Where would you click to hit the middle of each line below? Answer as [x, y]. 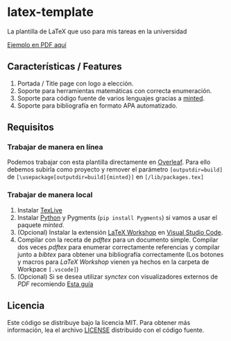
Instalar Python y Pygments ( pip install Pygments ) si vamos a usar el [117, 217]
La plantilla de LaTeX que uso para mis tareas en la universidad [97, 31]
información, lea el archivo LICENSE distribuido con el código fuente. [106, 330]
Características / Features [65, 67]
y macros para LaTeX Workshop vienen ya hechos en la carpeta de [113, 262]
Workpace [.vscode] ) [48, 269]
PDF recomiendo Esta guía [55, 284]
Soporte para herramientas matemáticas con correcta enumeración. [114, 90]
